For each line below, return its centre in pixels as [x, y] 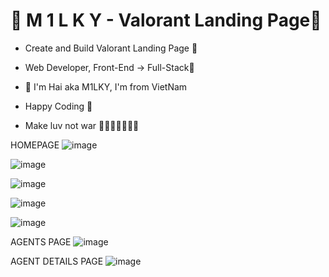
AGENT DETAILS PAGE [57, 261]
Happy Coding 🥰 [58, 106]
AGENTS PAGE [41, 241]
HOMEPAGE [35, 145]
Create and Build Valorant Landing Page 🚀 [111, 48]
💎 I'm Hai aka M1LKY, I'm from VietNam [106, 86]
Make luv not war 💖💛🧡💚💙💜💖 [82, 125]
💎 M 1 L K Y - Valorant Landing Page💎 [166, 20]
